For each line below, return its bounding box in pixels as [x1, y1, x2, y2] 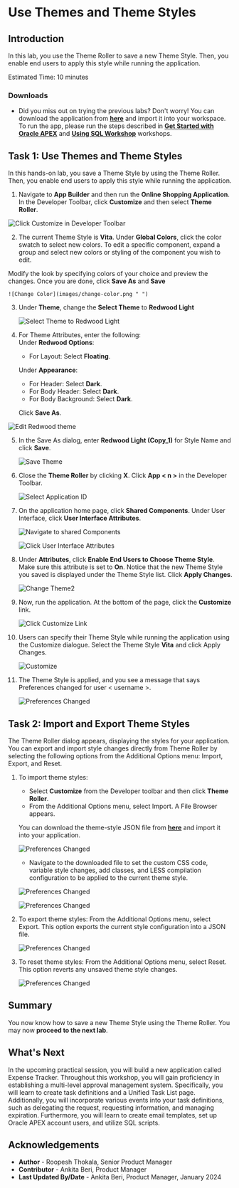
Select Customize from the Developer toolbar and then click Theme [28, 787, 229, 795]
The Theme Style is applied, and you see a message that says [18, 676, 201, 684]
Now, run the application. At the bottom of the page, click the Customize [18, 598, 232, 607]
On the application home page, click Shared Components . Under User [18, 507, 226, 515]
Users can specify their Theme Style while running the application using [18, 633, 230, 642]
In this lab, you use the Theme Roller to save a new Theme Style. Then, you [8, 51, 229, 60]
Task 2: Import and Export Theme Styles [8, 718, 191, 730]
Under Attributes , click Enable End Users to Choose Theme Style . [18, 556, 216, 564]
